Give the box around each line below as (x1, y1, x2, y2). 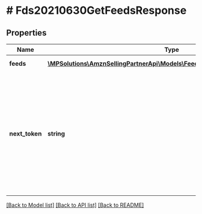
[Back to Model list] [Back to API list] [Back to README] (6, 201, 144, 209)
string (47, 130, 65, 137)
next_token (9, 130, 42, 137)
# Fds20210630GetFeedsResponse (6, 4, 187, 17)
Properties (6, 28, 47, 38)
